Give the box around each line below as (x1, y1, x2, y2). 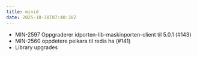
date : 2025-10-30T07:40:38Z (6, 14, 77, 20)
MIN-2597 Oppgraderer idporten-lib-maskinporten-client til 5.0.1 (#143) (14, 31, 192, 38)
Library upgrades (14, 43, 58, 51)
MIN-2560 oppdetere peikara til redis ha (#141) (14, 37, 131, 44)
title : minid (6, 8, 39, 15)
